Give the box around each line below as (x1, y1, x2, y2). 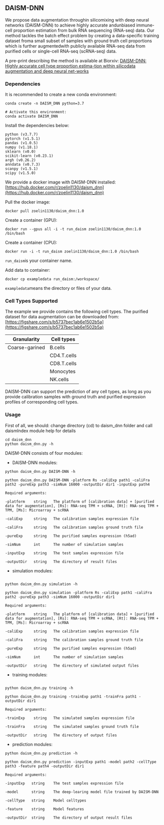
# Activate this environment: (5, 110, 67, 115)
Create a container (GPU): (5, 217, 58, 223)
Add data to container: (5, 267, 50, 273)
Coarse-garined (7, 344, 46, 351)
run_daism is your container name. (5, 258, 72, 264)
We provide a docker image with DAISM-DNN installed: (5, 179, 116, 185)
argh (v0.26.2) (5, 158, 36, 163)
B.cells (49, 344, 65, 351)
